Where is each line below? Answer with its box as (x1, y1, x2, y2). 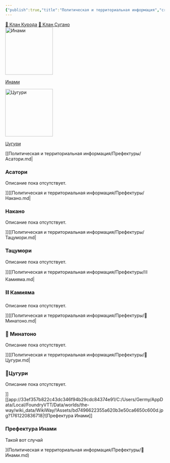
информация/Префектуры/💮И (83, 447, 144, 453)
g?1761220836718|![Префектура (5, 413, 74, 419)
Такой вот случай (5, 437, 43, 443)
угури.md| (5, 357, 30, 363)
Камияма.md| (5, 276, 35, 282)
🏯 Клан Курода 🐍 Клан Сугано (5, 21, 70, 27)
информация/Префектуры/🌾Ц (87, 352, 148, 358)
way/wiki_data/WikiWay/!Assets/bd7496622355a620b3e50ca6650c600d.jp (5, 407, 163, 413)
